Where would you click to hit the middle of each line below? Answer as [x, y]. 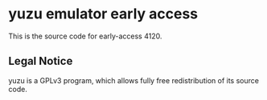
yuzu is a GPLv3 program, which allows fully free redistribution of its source [134, 80]
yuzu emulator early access [103, 14]
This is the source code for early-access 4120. [85, 36]
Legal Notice [41, 61]
